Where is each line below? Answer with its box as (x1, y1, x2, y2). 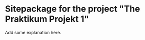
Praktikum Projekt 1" (5, 13, 89, 25)
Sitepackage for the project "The (5, 3, 140, 14)
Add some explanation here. (5, 29, 62, 35)
